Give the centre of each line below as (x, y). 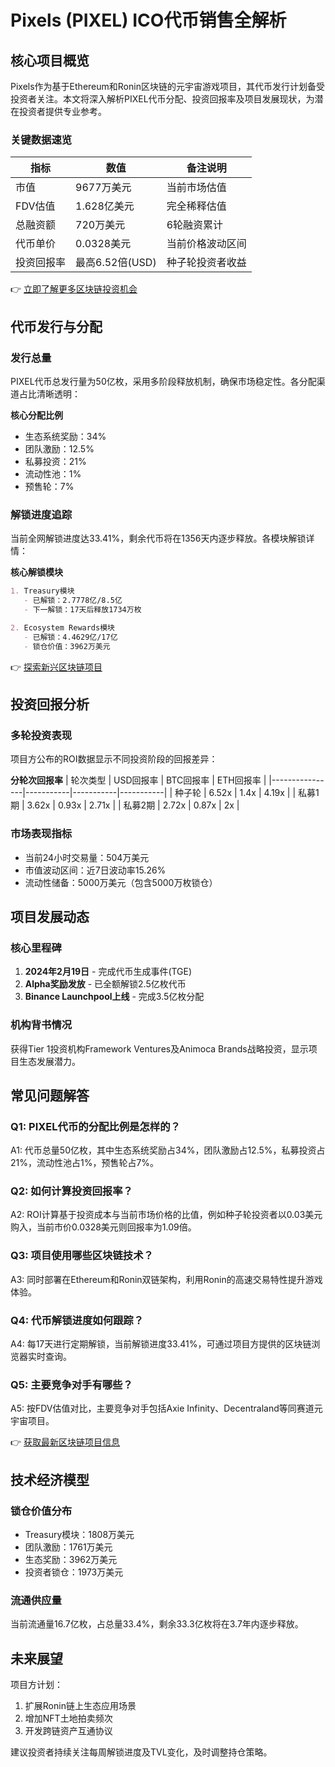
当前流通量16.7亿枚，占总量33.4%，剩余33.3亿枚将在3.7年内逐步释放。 (157, 1624)
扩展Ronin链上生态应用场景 (80, 1706)
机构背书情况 (41, 1025)
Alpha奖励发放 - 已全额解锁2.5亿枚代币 (105, 984)
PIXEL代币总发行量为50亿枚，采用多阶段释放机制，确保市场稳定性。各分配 (163, 381)
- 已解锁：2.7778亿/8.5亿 (73, 601)
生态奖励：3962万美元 (71, 1560)
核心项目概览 (50, 60)
